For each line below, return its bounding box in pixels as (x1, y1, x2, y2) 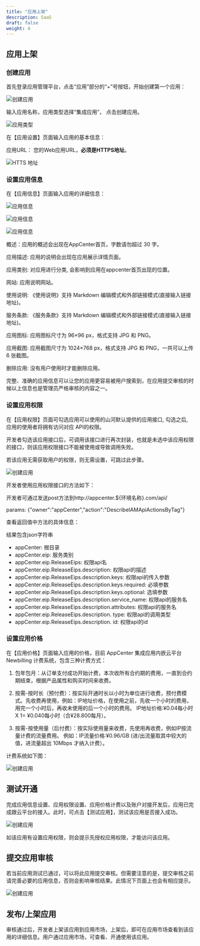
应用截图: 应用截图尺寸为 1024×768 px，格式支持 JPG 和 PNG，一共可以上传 (6, 344, 194, 352)
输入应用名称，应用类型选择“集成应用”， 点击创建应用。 (6, 108, 143, 115)
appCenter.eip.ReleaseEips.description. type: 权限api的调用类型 (14, 611, 171, 618)
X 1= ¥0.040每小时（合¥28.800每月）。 (14, 712, 110, 719)
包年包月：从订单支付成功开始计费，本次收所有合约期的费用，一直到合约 (14, 669, 192, 676)
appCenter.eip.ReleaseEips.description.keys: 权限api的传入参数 (14, 573, 170, 580)
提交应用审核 (6, 853, 54, 863)
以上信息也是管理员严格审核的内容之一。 (11, 385, 111, 392)
